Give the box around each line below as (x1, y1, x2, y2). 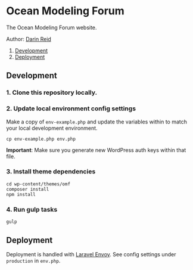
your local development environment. (6, 124, 98, 132)
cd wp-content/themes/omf (6, 181, 70, 187)
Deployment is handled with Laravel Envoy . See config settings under (6, 250, 176, 257)
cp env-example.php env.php (6, 136, 76, 142)
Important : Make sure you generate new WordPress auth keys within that (6, 146, 186, 153)
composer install (6, 186, 49, 192)
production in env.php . (6, 257, 61, 264)
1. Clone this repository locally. (6, 88, 97, 97)
